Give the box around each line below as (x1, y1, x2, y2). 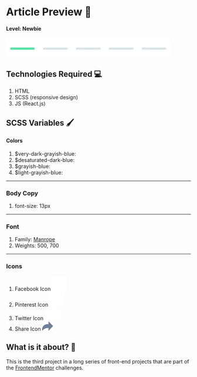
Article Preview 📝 (6, 5, 92, 19)
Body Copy (6, 189, 39, 197)
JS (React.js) (14, 100, 46, 107)
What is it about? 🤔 (6, 342, 76, 352)
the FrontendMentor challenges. (6, 364, 84, 371)
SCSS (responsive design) (14, 94, 78, 101)
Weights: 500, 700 (14, 242, 60, 249)
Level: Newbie (6, 25, 42, 32)
